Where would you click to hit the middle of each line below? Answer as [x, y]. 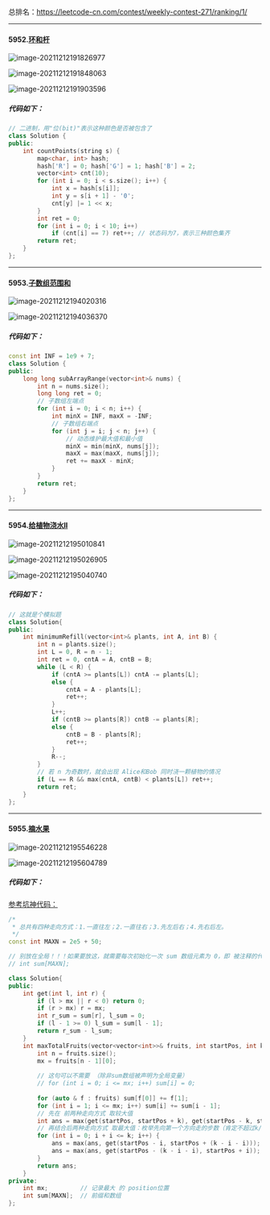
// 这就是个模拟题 [35, 614]
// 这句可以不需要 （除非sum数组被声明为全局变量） [113, 1076]
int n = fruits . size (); [77, 1053]
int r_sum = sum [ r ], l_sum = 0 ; [92, 1016]
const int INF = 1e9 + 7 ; [51, 356]
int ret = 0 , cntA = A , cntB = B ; [95, 660]
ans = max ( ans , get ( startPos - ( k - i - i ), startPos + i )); [156, 1151]
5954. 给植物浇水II [38, 526]
